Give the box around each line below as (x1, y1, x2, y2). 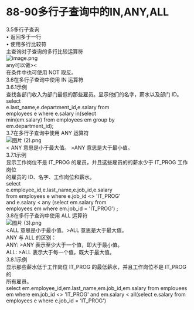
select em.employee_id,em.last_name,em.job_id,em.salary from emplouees (6, 284, 188, 291)
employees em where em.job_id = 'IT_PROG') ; (6, 205, 118, 212)
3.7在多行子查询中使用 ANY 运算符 (6, 129, 89, 136)
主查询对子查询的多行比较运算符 (6, 48, 83, 55)
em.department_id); (6, 122, 54, 129)
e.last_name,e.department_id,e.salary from (6, 103, 110, 110)
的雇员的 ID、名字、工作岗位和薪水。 (6, 173, 95, 180)
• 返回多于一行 (6, 33, 42, 40)
